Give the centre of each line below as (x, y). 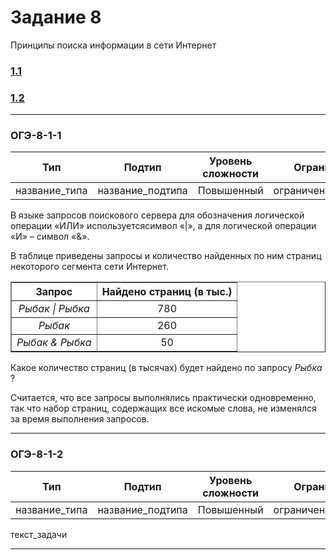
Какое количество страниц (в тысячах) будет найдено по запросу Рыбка (166, 368)
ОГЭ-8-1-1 (36, 136)
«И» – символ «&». (50, 237)
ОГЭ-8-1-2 (37, 454)
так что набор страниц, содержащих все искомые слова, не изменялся (163, 408)
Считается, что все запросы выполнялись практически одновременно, (163, 398)
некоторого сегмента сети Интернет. (89, 267)
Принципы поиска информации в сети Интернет (113, 45)
